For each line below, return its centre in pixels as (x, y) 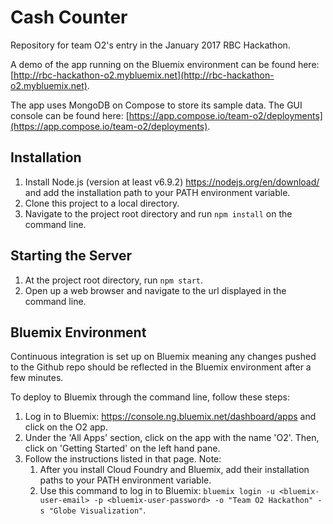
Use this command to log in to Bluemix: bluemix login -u (157, 491)
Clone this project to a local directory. (102, 203)
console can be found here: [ (70, 115)
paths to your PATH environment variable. (125, 480)
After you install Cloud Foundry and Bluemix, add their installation (174, 470)
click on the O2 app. (66, 427)
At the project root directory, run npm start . (114, 280)
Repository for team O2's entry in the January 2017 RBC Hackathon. (150, 45)
